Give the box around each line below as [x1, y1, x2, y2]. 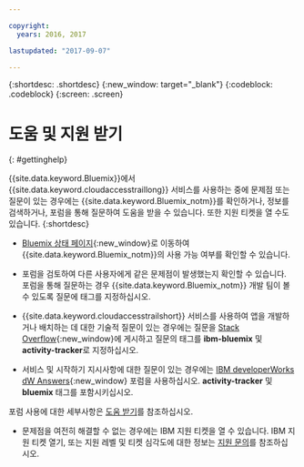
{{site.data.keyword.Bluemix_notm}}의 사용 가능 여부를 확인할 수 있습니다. [21, 249, 290, 260]
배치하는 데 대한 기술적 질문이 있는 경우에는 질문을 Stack [38, 322, 240, 333]
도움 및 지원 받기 [8, 124, 124, 144]
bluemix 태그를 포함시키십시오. [21, 387, 134, 398]
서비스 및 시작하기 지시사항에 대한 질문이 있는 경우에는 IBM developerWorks [21, 364, 295, 375]
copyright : [8, 21, 50, 30]
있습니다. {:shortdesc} [8, 218, 90, 229]
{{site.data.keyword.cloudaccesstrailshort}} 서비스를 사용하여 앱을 [21, 310, 266, 321]
